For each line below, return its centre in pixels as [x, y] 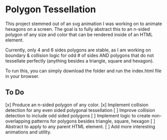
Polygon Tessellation [51, 9]
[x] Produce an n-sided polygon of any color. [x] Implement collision [77, 105]
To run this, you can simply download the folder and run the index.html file [83, 71]
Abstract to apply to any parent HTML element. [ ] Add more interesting [80, 126]
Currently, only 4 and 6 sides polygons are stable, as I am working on [78, 50]
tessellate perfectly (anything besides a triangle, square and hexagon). [80, 61]
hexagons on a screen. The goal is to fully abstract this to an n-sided [78, 29]
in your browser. [22, 76]
